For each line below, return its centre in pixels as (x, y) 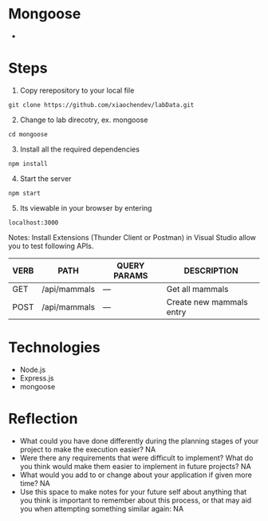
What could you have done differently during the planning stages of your (139, 440)
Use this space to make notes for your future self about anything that (133, 491)
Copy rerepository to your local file (77, 90)
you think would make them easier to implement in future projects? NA (135, 466)
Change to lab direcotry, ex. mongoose (84, 120)
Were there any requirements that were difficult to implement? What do (136, 458)
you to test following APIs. (51, 246)
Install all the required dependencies (79, 149)
